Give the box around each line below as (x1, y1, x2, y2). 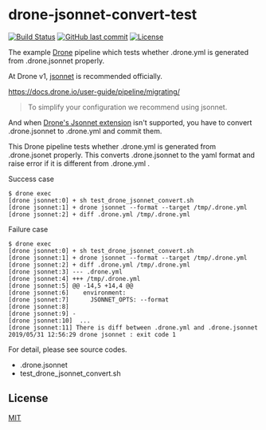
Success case (8, 174, 54, 183)
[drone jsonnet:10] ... (8, 317, 91, 325)
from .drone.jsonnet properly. (8, 56, 105, 65)
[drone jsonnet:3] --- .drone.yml (8, 267, 123, 276)
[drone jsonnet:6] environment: (8, 289, 127, 297)
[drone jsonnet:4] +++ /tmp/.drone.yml (8, 274, 141, 282)
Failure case (8, 224, 49, 234)
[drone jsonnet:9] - (8, 310, 77, 318)
